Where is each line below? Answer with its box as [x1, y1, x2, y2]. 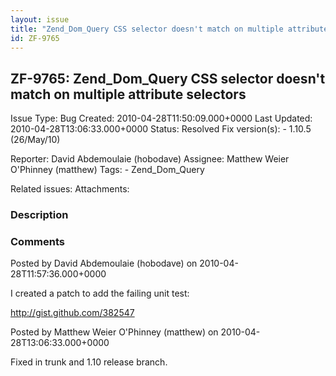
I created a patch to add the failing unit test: [10, 287, 190, 300]
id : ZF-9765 [10, 33, 60, 43]
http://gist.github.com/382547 [10, 307, 135, 319]
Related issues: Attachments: [10, 183, 130, 195]
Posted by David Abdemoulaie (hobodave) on [10, 257, 198, 270]
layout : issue [10, 14, 70, 25]
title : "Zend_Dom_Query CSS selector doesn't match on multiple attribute [10, 24, 329, 34]
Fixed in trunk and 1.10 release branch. [10, 356, 168, 368]
